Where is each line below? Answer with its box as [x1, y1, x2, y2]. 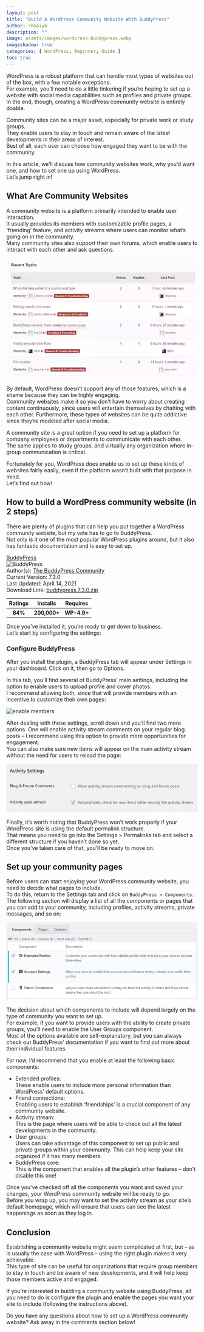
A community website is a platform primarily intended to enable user [6, 207, 177, 214]
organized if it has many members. [15, 1153, 102, 1160]
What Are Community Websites [6, 191, 129, 201]
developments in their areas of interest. [6, 136, 104, 143]
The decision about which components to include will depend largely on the [6, 1006, 196, 1013]
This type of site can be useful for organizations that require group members [6, 1262, 198, 1270]
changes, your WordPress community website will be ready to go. [6, 1190, 171, 1198]
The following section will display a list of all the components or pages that [6, 897, 193, 905]
